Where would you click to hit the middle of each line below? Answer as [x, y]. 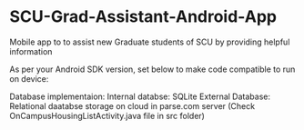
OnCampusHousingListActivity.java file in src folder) [107, 115]
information [31, 51]
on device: [29, 78]
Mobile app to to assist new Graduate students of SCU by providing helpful [150, 42]
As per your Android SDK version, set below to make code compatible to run [152, 69]
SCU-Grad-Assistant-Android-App [143, 17]
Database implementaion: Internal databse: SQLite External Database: [140, 96]
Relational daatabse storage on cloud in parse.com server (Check [132, 105]
